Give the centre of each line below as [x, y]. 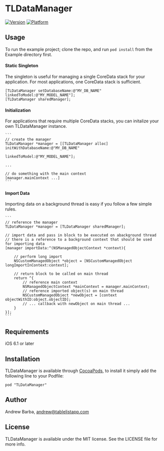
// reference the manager [31, 223]
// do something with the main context [46, 174]
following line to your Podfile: [35, 376]
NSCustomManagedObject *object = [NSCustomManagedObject [73, 261]
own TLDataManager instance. [36, 126]
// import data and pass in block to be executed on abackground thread [81, 236]
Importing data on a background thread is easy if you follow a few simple [79, 204]
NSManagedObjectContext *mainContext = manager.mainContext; [86, 287]
